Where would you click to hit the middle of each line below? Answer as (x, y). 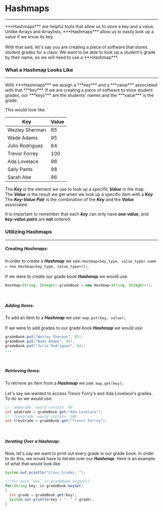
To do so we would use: (29, 399)
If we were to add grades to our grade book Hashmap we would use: (74, 328)
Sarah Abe (19, 177)
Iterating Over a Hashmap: (33, 441)
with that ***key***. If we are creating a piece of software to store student (79, 90)
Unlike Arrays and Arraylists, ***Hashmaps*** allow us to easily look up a (80, 32)
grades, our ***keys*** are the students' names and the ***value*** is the (80, 96)
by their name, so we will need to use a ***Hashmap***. (62, 57)
